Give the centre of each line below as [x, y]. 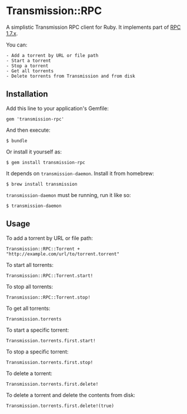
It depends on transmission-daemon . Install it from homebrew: [80, 173]
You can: [17, 45]
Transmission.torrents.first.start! [51, 340]
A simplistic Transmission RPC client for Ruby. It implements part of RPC [93, 27]
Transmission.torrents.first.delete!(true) [60, 406]
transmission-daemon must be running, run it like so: [69, 195]
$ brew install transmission [42, 184]
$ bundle [17, 141]
